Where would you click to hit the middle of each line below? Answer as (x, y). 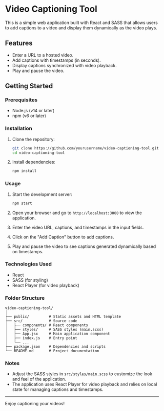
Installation (19, 128)
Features (19, 43)
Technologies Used (29, 264)
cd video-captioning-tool (38, 153)
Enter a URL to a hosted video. (43, 55)
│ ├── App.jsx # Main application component (58, 334)
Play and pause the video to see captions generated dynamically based (84, 246)
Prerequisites (21, 100)
